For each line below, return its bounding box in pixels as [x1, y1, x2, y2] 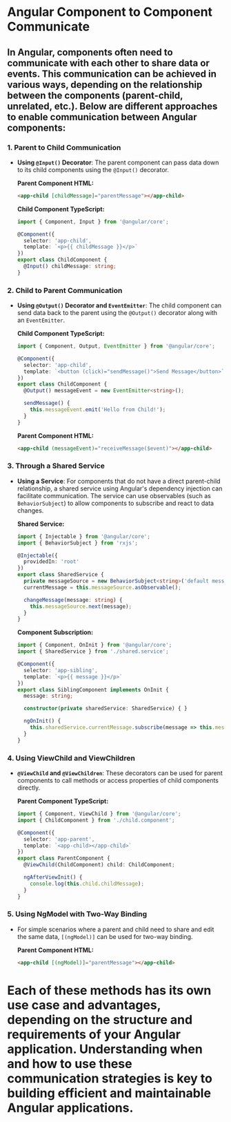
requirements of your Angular [7, 1027, 181, 1042]
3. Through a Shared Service [7, 461, 105, 470]
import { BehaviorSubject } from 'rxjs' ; [17, 540, 139, 546]
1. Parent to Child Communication [7, 142, 121, 152]
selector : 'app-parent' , [23, 835, 95, 843]
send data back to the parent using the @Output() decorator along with [17, 309, 218, 317]
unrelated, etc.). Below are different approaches [7, 100, 218, 112]
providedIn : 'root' [23, 558, 79, 565]
